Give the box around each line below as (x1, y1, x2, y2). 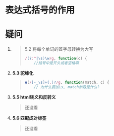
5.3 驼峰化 (12, 70, 34, 76)
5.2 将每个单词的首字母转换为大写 (24, 46, 94, 52)
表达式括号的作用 (5, 4, 75, 16)
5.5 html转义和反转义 (12, 94, 56, 100)
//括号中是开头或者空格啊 (34, 61, 79, 66)
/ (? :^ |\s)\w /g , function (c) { (24, 56, 88, 61)
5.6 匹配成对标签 (12, 115, 47, 121)
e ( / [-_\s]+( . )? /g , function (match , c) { (24, 80, 110, 85)
